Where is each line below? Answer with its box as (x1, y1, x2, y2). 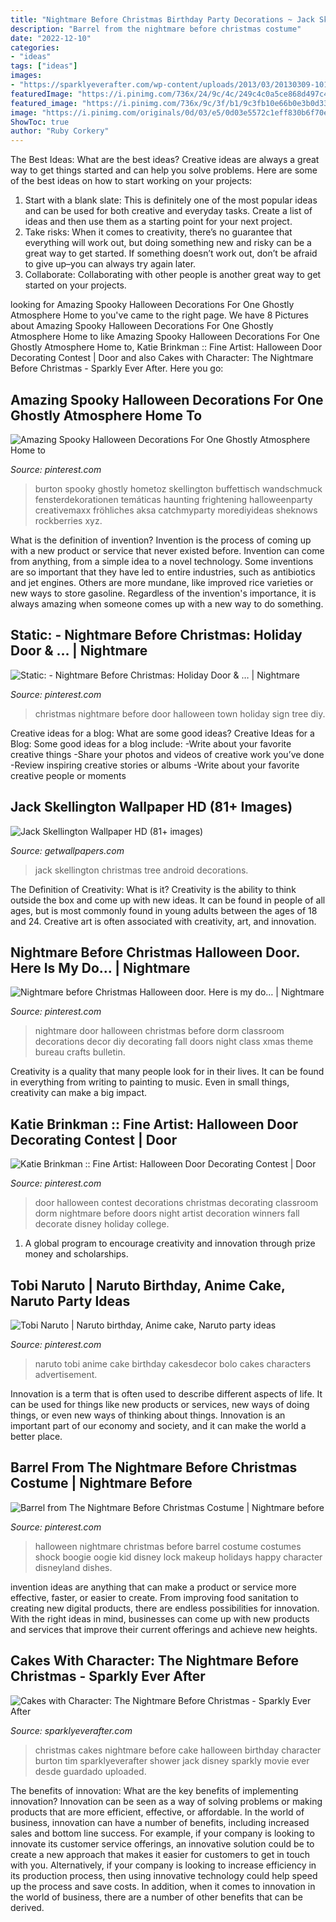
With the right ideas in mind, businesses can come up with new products (10, 1612, 310, 1625)
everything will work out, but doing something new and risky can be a (24, 237, 312, 249)
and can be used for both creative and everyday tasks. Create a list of (24, 205, 313, 217)
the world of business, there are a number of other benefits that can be (10, 1891, 303, 1903)
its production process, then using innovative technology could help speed (10, 1869, 318, 1881)
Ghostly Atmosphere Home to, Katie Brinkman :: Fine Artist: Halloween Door (10, 341, 323, 353)
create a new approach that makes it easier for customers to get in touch (10, 1848, 311, 1860)
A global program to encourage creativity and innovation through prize (24, 1237, 316, 1250)
